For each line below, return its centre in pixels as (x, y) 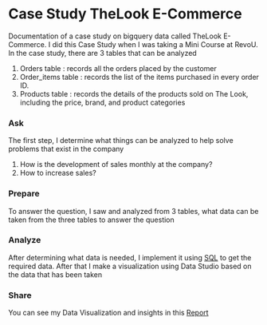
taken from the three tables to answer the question (92, 220)
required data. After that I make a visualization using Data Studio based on (130, 266)
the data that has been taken (55, 274)
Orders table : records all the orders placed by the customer (118, 68)
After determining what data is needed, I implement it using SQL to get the (130, 257)
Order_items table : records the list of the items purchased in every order (139, 77)
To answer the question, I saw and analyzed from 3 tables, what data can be (133, 211)
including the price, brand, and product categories (102, 102)
